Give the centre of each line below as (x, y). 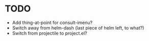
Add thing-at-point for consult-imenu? (52, 22)
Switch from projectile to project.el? (49, 33)
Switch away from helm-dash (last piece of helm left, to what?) (78, 27)
